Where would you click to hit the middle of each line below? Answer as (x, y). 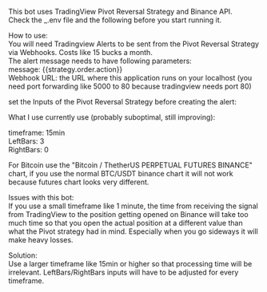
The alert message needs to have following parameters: (100, 61)
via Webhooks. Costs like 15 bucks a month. (81, 52)
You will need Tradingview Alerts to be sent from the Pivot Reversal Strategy (134, 44)
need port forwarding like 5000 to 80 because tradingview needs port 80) (130, 86)
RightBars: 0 (29, 150)
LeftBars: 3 (26, 141)
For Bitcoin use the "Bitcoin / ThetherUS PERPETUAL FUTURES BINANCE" (131, 165)
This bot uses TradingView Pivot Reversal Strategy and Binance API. (121, 12)
